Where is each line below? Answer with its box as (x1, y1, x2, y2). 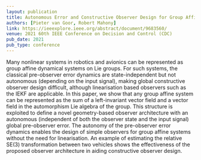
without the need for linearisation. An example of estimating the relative (6, 134, 182, 141)
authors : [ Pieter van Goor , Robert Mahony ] (6, 20, 117, 26)
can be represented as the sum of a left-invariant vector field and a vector (6, 96, 188, 103)
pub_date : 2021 (6, 36, 44, 42)
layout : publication (6, 8, 58, 15)
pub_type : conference (6, 42, 60, 48)
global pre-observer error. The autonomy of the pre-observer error (6, 122, 171, 129)
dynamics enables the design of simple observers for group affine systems (6, 128, 191, 135)
